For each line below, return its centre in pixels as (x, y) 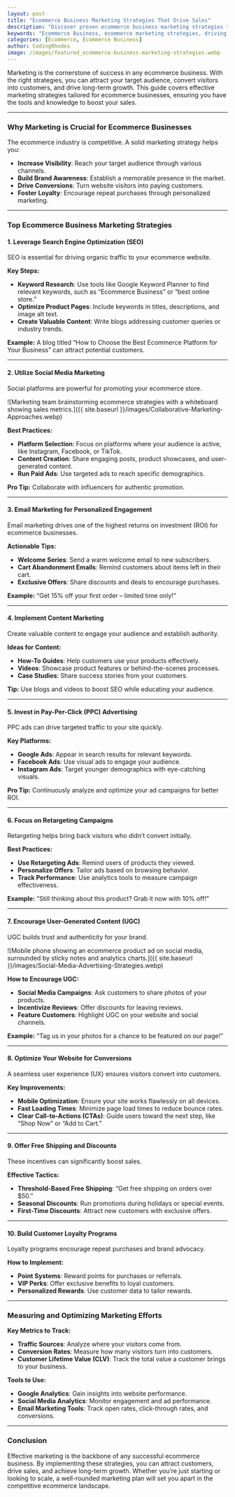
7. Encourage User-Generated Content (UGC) (74, 921)
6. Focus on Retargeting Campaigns (60, 820)
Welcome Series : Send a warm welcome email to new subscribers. (114, 560)
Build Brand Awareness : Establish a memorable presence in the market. (121, 178)
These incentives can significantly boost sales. (74, 1161)
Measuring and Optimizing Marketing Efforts (85, 1316)
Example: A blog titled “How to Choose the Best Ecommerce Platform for (113, 343)
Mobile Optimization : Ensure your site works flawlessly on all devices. (119, 1101)
